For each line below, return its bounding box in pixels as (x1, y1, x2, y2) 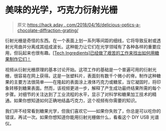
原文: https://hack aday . (17, 22, 66, 28)
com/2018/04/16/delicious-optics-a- (66, 22, 141, 28)
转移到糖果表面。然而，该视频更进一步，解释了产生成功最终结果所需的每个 (9, 85, 161, 91)
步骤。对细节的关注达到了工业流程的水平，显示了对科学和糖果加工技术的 (5, 91, 152, 97)
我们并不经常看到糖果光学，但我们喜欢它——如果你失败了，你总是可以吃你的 (5, 108, 161, 114)
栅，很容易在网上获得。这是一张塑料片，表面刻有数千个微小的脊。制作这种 (5, 73, 157, 79)
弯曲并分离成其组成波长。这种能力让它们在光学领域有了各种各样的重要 (13, 44, 157, 49)
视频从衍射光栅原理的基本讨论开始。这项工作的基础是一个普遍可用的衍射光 (5, 66, 157, 72)
